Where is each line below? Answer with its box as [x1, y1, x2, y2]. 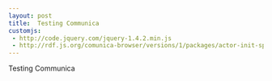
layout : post [8, 11, 53, 20]
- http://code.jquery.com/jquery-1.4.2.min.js [11, 34, 172, 43]
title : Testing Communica [8, 19, 100, 27]
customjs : [8, 26, 42, 34]
